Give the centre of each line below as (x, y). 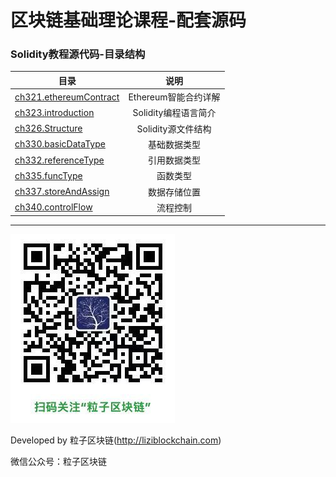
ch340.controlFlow (53, 207)
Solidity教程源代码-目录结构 (78, 54)
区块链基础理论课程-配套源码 (128, 20)
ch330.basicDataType (60, 144)
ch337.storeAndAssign (62, 192)
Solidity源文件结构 (174, 128)
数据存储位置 (174, 192)
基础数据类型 (174, 144)
